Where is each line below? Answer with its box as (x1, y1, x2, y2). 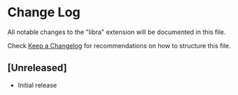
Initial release (17, 81, 57, 89)
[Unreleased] (7, 62, 68, 74)
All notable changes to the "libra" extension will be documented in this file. (7, 28, 226, 36)
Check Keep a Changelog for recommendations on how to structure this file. (7, 41, 232, 50)
